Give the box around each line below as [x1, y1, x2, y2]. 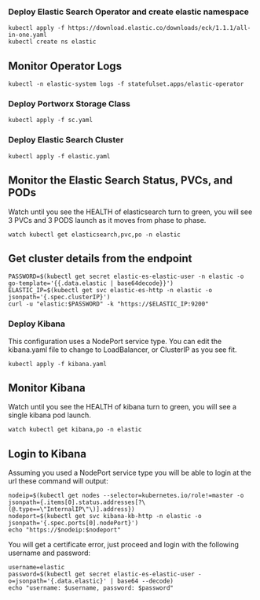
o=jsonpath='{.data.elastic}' [8, 577, 108, 585]
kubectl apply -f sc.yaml [8, 117, 93, 124]
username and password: [8, 548, 91, 557]
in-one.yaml [8, 31, 47, 39]
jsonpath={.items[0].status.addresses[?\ [8, 498, 146, 506]
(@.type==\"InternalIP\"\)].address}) [8, 506, 135, 513]
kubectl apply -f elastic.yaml [8, 152, 111, 160]
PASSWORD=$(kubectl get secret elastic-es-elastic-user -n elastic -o [8, 272, 244, 281]
